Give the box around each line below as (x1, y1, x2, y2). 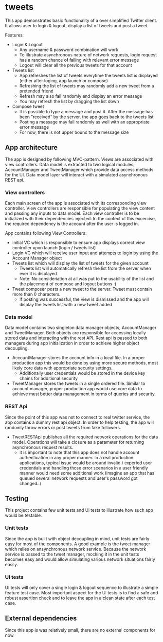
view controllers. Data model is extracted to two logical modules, (5, 161, 135, 167)
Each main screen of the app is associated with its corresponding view (5, 200, 147, 206)
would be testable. (5, 512, 42, 519)
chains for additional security (19, 376, 78, 382)
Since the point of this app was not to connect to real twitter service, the (5, 414, 150, 420)
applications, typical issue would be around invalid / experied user (19, 460, 152, 466)
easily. (5, 561, 18, 567)
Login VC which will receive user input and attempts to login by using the (12, 250, 159, 256)
